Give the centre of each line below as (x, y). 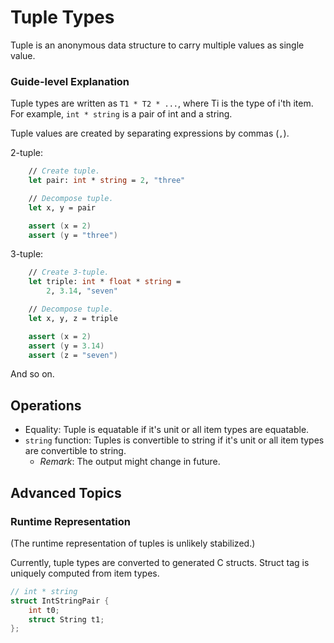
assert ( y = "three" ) (73, 235)
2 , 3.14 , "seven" (82, 291)
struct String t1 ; (66, 619)
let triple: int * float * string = (105, 282)
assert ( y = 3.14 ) (66, 346)
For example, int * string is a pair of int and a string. (121, 114)
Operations (46, 405)
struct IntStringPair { (60, 601)
